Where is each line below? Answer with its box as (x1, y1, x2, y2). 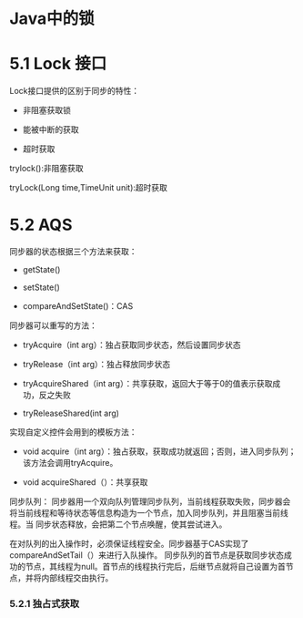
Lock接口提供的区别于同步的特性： (9, 86, 139, 97)
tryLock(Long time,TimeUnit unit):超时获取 (9, 182, 168, 193)
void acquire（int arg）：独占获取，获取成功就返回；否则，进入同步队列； (22, 446, 297, 457)
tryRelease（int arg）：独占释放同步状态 (22, 359, 171, 370)
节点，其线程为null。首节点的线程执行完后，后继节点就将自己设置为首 (25, 561, 287, 572)
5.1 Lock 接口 (9, 54, 107, 74)
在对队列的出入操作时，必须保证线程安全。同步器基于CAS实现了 (9, 539, 249, 550)
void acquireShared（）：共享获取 (22, 477, 148, 488)
